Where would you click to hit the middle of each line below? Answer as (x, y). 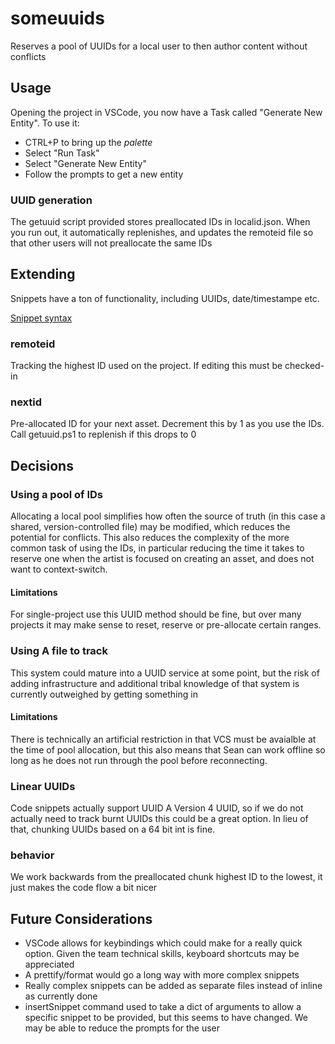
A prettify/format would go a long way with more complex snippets (162, 975)
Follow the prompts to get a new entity (104, 174)
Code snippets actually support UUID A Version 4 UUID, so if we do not (157, 808)
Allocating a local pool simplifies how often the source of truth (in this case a (168, 516)
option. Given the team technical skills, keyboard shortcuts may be (162, 954)
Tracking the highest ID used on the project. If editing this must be (146, 366)
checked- (304, 366)
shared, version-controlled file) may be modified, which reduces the (150, 527)
